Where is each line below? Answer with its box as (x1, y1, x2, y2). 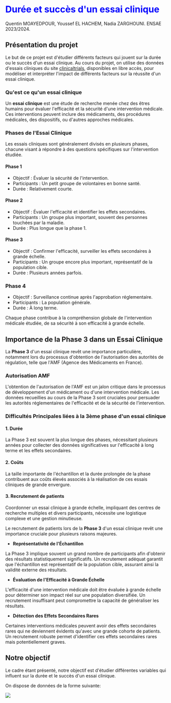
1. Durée (5, 425, 23, 431)
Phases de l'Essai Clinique (5, 129, 72, 136)
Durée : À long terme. (12, 305, 58, 311)
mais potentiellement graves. (5, 639, 66, 645)
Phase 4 (5, 282, 27, 289)
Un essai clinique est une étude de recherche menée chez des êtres (5, 101, 150, 107)
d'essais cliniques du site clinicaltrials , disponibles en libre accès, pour (5, 65, 154, 71)
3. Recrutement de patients (5, 493, 65, 499)
